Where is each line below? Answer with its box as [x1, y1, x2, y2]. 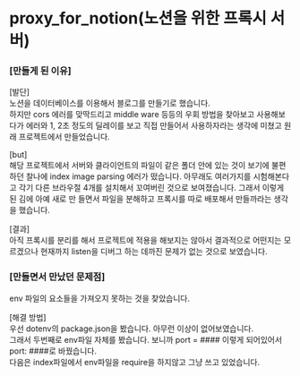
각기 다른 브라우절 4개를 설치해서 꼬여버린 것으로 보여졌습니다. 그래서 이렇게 [18, 183, 285, 193]
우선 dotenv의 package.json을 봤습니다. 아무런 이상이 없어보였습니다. [9, 323, 254, 334]
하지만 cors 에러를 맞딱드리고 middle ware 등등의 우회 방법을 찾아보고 [9, 109, 255, 120]
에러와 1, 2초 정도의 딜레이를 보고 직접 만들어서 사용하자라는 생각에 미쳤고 [25, 120, 282, 131]
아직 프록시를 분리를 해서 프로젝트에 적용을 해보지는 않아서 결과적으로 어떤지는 [9, 235, 282, 246]
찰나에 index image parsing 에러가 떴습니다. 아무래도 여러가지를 [25, 171, 252, 182]
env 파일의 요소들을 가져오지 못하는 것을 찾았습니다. [9, 293, 191, 303]
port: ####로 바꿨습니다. [9, 346, 97, 356]
